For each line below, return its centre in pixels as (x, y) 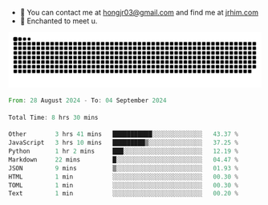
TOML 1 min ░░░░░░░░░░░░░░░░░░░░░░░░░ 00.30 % (124, 185)
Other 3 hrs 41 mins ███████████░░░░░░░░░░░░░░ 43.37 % (124, 134)
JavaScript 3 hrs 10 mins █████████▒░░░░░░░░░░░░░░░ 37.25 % (124, 143)
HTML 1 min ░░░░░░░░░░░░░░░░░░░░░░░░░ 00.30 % (124, 177)
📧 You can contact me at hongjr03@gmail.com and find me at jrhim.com (139, 12)
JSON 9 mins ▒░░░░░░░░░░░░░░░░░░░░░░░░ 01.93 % (124, 168)
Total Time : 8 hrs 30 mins (53, 117)
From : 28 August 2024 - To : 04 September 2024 (87, 100)
